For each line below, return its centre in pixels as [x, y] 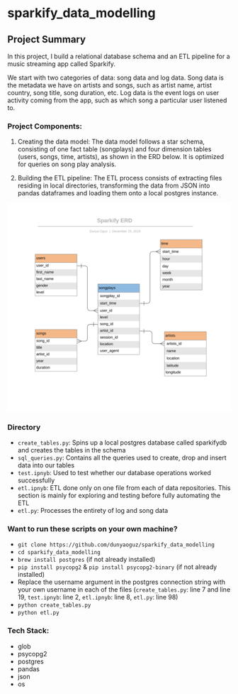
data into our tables [46, 465]
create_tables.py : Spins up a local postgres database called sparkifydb [122, 443]
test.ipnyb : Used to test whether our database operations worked [114, 473]
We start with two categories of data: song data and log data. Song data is [116, 77]
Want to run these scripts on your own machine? [93, 529]
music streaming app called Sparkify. [61, 64]
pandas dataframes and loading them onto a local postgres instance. [118, 193]
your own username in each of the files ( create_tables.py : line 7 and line [124, 590]
